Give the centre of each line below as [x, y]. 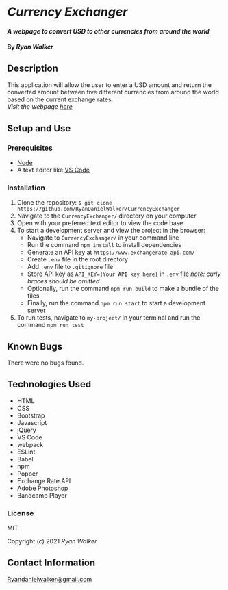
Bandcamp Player [42, 495]
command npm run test [50, 325]
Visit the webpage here [40, 107]
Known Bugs [35, 346]
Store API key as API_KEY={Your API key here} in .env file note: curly [124, 274]
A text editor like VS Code [53, 170]
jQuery [26, 430]
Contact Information [51, 563]
